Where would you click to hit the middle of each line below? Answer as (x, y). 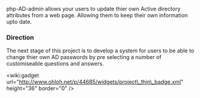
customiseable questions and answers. (55, 64)
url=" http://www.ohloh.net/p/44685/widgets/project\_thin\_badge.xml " (95, 82)
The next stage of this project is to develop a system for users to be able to (100, 51)
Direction (20, 37)
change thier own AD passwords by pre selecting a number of (84, 57)
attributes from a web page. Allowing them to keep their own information (97, 15)
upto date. (19, 22)
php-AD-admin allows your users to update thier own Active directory (94, 9)
